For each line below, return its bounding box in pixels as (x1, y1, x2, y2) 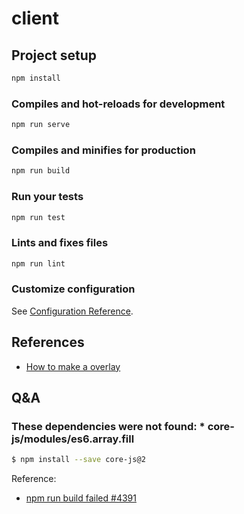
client (11, 7, 60, 30)
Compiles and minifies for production (11, 143, 196, 157)
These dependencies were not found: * (11, 419, 206, 433)
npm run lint (11, 258, 66, 269)
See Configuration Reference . (11, 305, 134, 317)
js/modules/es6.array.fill (11, 432, 135, 446)
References (11, 334, 85, 351)
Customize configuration (11, 282, 136, 296)
